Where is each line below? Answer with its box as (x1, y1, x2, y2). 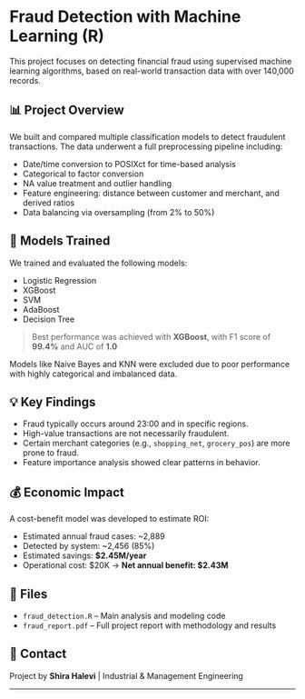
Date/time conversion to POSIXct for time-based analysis (22, 158, 236, 169)
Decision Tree (22, 314, 75, 325)
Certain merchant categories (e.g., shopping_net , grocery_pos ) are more (22, 438, 290, 449)
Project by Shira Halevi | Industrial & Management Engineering (9, 670, 243, 681)
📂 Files (9, 586, 48, 602)
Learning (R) (9, 25, 104, 46)
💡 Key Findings (9, 394, 96, 410)
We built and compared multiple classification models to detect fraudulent (9, 131, 286, 142)
